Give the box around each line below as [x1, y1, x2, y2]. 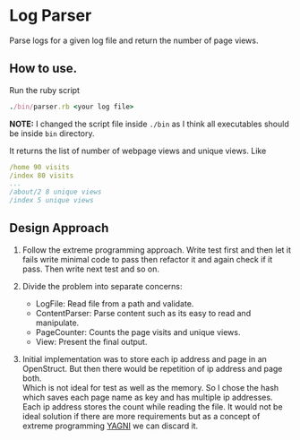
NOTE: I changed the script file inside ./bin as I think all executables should [9, 118, 289, 129]
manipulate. [35, 317, 80, 328]
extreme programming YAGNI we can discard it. [21, 420, 199, 431]
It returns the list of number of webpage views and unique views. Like [9, 145, 267, 156]
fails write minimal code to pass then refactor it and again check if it [21, 254, 273, 264]
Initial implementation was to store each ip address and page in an [21, 353, 267, 364]
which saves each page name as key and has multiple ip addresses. [21, 392, 273, 402]
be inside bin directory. [9, 127, 95, 139]
